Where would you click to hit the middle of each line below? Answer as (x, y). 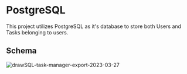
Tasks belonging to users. (37, 32)
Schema (21, 51)
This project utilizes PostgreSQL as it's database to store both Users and (94, 26)
